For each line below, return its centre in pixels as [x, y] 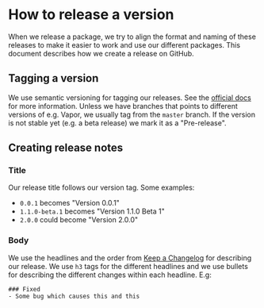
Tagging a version [54, 78]
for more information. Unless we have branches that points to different [123, 106]
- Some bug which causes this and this [74, 296]
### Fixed [25, 289]
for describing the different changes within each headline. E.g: [110, 275]
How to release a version [91, 15]
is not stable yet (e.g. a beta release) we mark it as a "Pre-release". [118, 123]
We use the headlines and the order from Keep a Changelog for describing [130, 258]
